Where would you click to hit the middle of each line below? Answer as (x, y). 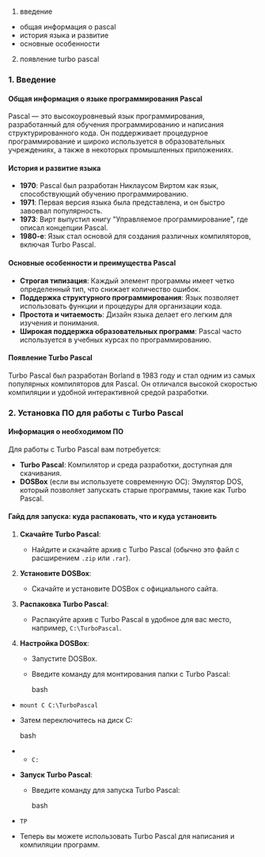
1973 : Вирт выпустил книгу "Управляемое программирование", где (134, 219)
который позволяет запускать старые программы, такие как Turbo (133, 490)
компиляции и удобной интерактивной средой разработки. (109, 392)
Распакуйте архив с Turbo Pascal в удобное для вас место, (131, 620)
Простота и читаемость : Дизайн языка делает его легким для (126, 314)
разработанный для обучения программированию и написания (116, 125)
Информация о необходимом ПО (66, 432)
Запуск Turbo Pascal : (56, 775)
